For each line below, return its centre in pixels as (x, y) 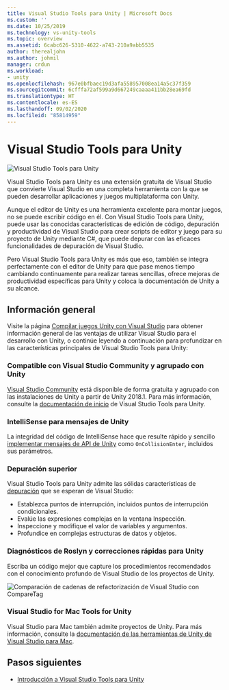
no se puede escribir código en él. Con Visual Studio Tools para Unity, (106, 217)
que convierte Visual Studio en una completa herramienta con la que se (108, 188)
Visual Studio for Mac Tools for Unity (69, 612)
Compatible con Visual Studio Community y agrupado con (106, 366)
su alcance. (23, 288)
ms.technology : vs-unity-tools (52, 33)
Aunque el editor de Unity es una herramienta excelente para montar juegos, (115, 209)
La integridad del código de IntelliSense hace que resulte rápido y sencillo (111, 436)
